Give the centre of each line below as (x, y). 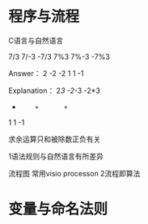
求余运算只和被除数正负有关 (55, 139)
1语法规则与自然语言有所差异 (56, 156)
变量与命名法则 (58, 209)
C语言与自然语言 (36, 40)
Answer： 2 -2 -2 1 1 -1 (46, 73)
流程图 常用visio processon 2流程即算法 (74, 173)
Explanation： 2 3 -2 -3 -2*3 (55, 91)
